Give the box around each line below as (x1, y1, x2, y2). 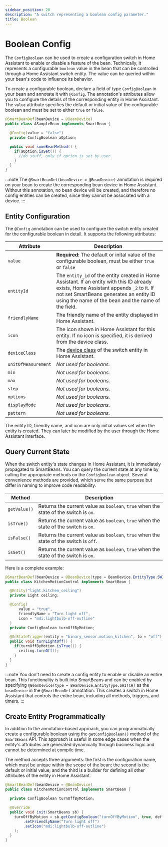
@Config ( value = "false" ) (9, 131, 64, 136)
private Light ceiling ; (9, 593, 59, 598)
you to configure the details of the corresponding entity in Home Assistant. (5, 96, 159, 103)
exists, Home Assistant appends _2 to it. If (56, 284, 154, 291)
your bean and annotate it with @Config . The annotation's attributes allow (5, 91, 155, 97)
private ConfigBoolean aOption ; (9, 135, 77, 140)
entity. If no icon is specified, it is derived (56, 332, 152, 339)
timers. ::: (5, 698, 25, 704)
